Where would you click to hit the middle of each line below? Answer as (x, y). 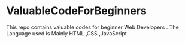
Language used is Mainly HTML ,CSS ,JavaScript (66, 33)
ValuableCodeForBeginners (76, 11)
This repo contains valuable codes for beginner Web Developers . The (93, 27)
